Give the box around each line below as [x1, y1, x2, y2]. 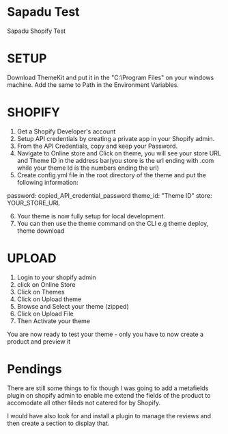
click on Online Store [16, 280, 76, 288]
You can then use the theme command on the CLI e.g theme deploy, [16, 219, 209, 227]
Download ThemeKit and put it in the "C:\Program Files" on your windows [7, 73, 214, 81]
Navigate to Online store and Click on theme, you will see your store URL [16, 149, 222, 157]
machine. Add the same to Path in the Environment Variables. [7, 80, 180, 89]
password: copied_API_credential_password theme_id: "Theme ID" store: [7, 191, 212, 199]
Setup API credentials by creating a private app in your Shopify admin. [16, 134, 215, 142]
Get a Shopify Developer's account [16, 127, 116, 136]
